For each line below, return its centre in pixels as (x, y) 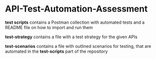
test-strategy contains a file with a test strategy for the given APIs (71, 37)
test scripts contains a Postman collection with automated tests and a (75, 22)
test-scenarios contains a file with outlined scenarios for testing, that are (78, 46)
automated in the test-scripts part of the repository (56, 51)
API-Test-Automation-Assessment (76, 9)
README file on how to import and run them (49, 27)
